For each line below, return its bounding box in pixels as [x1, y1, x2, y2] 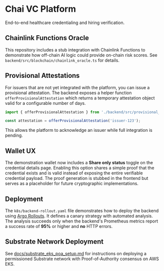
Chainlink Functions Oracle [5, 34, 89, 42]
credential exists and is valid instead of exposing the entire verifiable [5, 170, 143, 176]
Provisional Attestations [5, 72, 80, 80]
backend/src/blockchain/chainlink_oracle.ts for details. [5, 57, 120, 63]
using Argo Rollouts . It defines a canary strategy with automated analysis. [5, 213, 153, 219]
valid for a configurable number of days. [5, 100, 86, 106]
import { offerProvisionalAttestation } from [5, 109, 99, 115]
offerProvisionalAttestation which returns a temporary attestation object [5, 95, 155, 101]
